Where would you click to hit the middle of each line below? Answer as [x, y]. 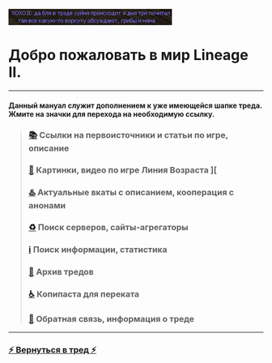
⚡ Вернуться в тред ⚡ [53, 350]
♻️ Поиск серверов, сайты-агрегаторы [108, 228]
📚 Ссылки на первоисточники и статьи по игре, [128, 135]
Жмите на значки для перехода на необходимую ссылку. [112, 113]
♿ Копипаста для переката [84, 294]
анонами [47, 206]
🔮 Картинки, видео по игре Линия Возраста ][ [122, 170]
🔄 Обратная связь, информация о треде [111, 318]
